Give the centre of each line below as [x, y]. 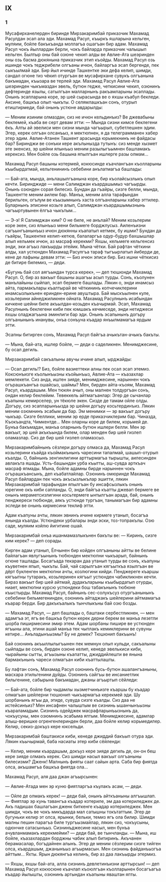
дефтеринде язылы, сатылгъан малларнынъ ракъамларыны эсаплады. [80, 91]
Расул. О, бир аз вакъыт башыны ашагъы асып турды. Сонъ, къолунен [80, 277]
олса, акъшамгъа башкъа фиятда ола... [47, 767]
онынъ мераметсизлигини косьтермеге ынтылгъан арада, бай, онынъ [79, 495]
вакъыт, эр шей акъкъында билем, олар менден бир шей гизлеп [73, 432]
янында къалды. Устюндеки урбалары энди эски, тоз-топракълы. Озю [80, 520]
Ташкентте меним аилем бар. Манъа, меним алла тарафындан [72, 194]
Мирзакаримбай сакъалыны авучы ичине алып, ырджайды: [69, 359]
